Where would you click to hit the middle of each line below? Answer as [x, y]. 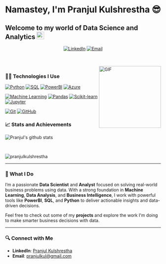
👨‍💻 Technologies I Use [33, 76]
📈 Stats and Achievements [38, 125]
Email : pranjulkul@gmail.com [42, 256]
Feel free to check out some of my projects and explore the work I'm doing [82, 215]
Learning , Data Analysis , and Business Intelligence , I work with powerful [80, 195]
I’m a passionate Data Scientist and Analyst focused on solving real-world [81, 184]
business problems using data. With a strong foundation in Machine [74, 190]
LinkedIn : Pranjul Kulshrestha [42, 251]
